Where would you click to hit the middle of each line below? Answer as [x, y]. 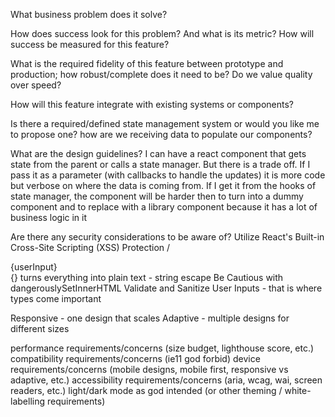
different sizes [40, 328]
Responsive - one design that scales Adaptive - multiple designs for [150, 318]
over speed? [36, 85]
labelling [28, 401]
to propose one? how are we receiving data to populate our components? [161, 134]
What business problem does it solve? [89, 14]
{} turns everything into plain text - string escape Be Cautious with [147, 277]
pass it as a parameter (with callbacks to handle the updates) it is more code [168, 175]
